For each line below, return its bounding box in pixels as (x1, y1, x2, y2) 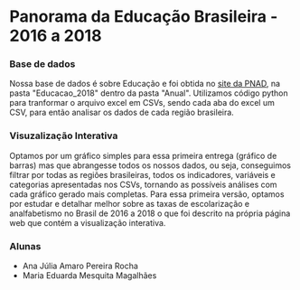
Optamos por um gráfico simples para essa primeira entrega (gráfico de (9, 150, 277, 161)
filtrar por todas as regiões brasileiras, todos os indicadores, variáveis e (9, 169, 276, 180)
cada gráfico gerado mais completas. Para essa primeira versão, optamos (9, 188, 285, 200)
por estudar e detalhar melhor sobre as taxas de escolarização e (9, 198, 250, 209)
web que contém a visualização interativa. (9, 217, 166, 228)
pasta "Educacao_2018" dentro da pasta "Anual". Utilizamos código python (9, 88, 289, 98)
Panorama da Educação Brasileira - (9, 6, 278, 27)
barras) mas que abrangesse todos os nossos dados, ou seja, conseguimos (9, 160, 292, 171)
